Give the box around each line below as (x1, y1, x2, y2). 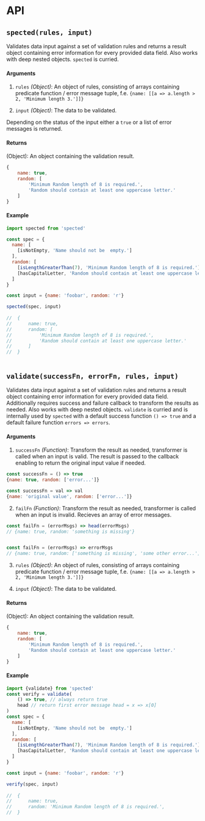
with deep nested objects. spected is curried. (6, 56, 119, 63)
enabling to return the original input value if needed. (15, 459, 146, 467)
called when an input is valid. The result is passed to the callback (15, 453, 179, 460)
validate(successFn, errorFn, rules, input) (6, 372, 179, 380)
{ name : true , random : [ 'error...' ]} (6, 477, 99, 483)
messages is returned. (6, 125, 63, 132)
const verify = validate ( (6, 691, 72, 697)
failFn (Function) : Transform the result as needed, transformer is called (15, 504, 196, 512)
